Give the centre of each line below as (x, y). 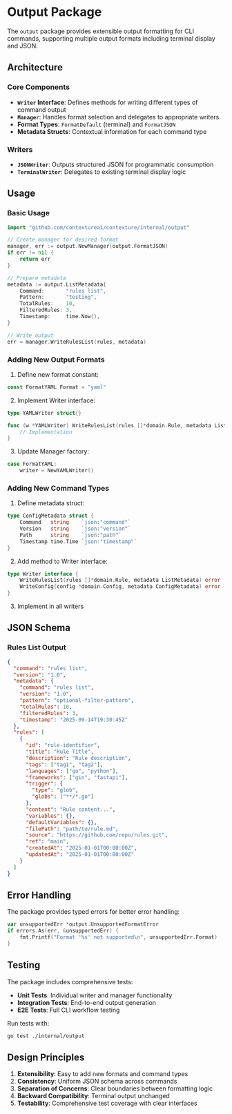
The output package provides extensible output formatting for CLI (101, 31)
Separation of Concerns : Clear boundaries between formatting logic (115, 1088)
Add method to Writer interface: (62, 561)
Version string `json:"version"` (75, 529)
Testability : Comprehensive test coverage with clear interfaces (107, 1103)
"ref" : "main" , (47, 842)
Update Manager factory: (53, 451)
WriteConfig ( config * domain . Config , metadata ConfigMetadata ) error (120, 587)
